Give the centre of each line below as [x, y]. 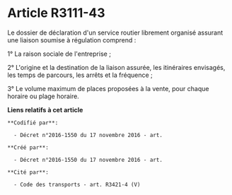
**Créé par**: [28, 147]
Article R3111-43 [56, 13]
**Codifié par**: [33, 123]
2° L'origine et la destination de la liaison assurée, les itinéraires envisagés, [116, 67]
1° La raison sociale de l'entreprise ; [59, 54]
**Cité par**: [28, 172]
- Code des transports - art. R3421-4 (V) [77, 184]
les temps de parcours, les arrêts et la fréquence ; [80, 75]
